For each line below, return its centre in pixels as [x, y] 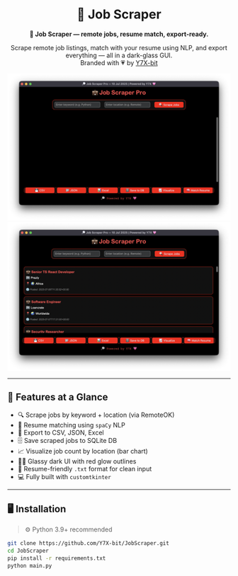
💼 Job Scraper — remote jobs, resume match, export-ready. [119, 34]
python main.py [30, 566]
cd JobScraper [28, 551]
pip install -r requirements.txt [57, 558]
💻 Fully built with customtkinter [64, 476]
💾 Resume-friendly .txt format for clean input [85, 468]
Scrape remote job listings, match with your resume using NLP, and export [119, 47]
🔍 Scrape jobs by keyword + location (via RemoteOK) [96, 415]
